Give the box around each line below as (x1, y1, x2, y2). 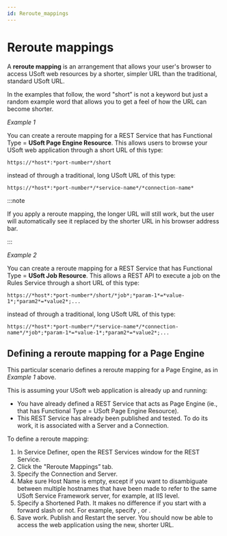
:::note (7, 196, 25, 204)
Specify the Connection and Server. (16, 470, 118, 478)
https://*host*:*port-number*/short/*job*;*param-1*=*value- (7, 292, 185, 299)
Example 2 (7, 251, 38, 259)
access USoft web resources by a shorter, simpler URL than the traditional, (7, 69, 217, 77)
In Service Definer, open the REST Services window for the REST (16, 448, 200, 456)
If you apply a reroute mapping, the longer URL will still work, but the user (7, 210, 215, 218)
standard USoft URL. (7, 77, 65, 85)
